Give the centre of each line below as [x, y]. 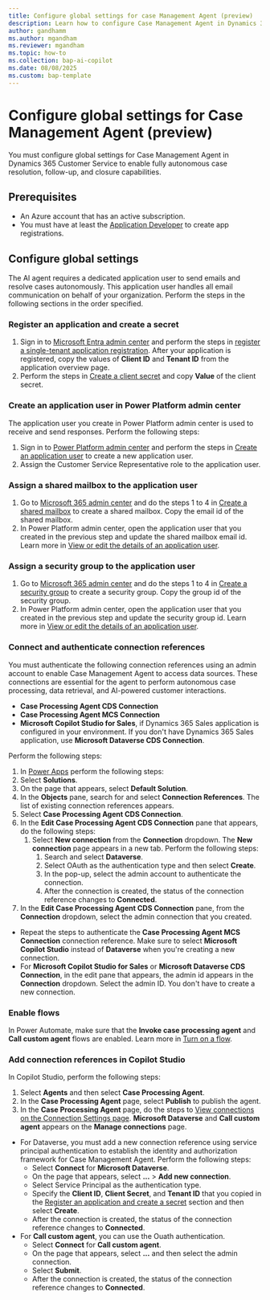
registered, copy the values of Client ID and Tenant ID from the [124, 359]
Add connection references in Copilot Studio [97, 1060]
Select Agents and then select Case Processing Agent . [112, 1093]
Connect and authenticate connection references [107, 647]
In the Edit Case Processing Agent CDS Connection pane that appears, [139, 822]
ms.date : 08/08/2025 [43, 68]
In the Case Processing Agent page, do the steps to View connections [137, 1109]
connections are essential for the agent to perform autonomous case [122, 682]
